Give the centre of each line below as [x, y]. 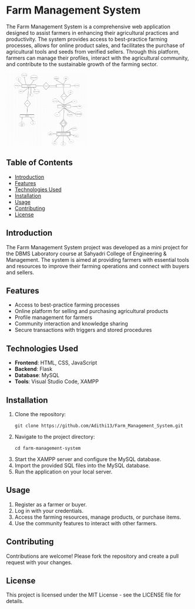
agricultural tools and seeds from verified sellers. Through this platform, [93, 51]
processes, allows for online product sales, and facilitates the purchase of [95, 45]
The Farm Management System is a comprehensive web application [88, 27]
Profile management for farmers [53, 317]
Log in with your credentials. [49, 511]
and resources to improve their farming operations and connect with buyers [98, 266]
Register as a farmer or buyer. [51, 504]
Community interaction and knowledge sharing [71, 324]
